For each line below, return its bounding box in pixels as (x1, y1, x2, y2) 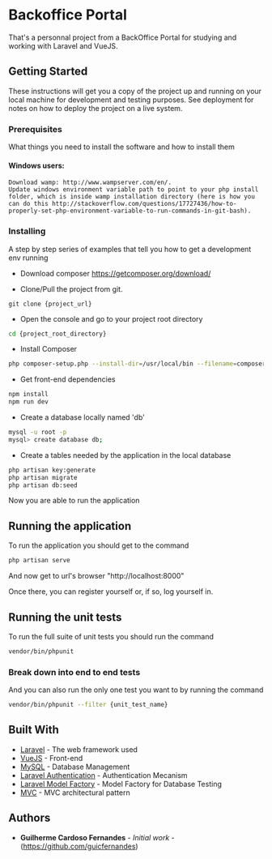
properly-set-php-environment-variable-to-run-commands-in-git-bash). (8, 207, 252, 216)
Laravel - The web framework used (19, 744, 138, 754)
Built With (8, 723, 59, 737)
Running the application (8, 519, 132, 532)
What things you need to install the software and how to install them (8, 142, 235, 152)
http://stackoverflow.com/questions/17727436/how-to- (51, 200, 237, 208)
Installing (8, 225, 46, 237)
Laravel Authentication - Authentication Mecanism (19, 770, 188, 780)
